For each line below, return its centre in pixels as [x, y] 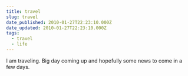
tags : [13, 33]
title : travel [24, 11]
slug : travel [22, 17]
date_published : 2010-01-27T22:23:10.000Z [59, 22]
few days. [18, 67]
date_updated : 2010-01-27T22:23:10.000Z [57, 28]
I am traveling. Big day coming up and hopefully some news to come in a [94, 61]
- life [19, 44]
